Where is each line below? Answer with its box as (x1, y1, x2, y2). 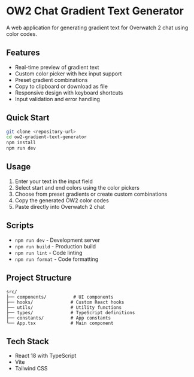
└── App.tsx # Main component (6, 320, 114, 326)
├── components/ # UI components (6, 294, 114, 300)
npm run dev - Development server (14, 236, 101, 244)
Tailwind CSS (14, 365, 48, 372)
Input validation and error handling (14, 95, 101, 102)
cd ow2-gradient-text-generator (6, 134, 87, 140)
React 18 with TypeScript (14, 352, 77, 360)
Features (6, 48, 40, 58)
